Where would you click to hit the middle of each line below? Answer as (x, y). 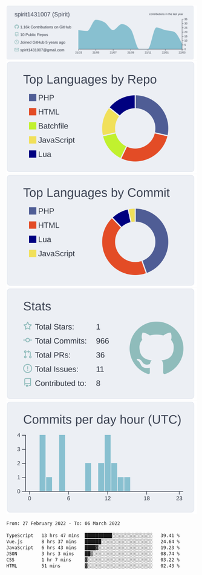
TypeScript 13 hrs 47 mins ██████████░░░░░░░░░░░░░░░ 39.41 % (93, 536)
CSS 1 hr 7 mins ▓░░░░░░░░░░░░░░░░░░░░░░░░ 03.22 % (93, 560)
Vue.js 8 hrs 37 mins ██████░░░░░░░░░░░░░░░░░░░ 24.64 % (93, 542)
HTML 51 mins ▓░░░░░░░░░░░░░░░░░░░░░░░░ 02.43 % (93, 566)
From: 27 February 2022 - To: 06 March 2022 (63, 523)
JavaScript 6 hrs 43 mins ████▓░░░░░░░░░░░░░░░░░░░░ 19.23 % (93, 548)
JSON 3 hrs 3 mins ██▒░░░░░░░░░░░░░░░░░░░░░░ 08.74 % (93, 554)
